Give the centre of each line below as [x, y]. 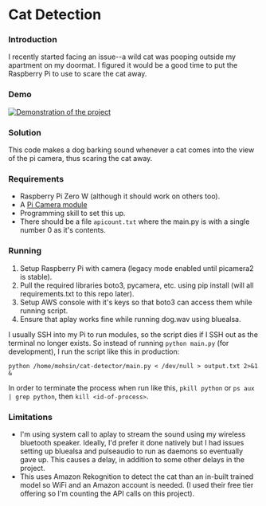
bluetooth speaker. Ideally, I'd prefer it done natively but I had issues [132, 442]
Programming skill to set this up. [72, 214]
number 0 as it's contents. [63, 230]
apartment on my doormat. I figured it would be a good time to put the [123, 65]
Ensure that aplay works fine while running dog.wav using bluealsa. [130, 319]
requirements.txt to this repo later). [77, 293]
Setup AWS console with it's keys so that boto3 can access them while [136, 302]
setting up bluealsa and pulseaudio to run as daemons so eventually [131, 451]
